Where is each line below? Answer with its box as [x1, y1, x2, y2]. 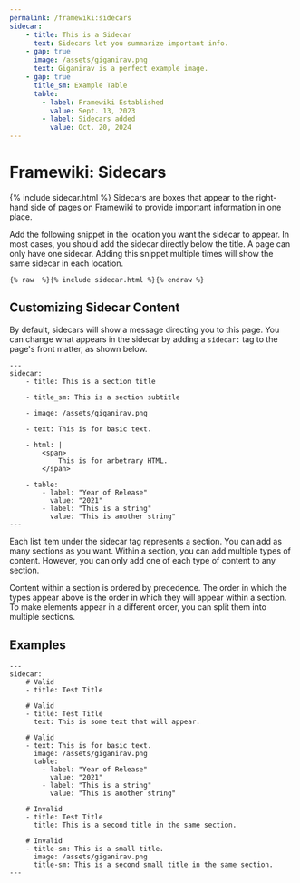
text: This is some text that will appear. [33, 717, 201, 726]
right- [256, 191, 277, 202]
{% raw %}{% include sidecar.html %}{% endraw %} [9, 275, 205, 284]
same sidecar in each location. [9, 258, 124, 269]
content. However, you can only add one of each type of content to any [9, 554, 276, 565]
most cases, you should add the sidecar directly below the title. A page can [9, 238, 291, 250]
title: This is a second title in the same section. [33, 820, 237, 829]
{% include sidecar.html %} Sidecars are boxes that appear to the [9, 191, 255, 202]
